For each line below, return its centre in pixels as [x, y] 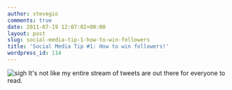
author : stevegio [33, 14]
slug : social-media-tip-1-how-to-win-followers [79, 40]
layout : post [27, 33]
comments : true [30, 20]
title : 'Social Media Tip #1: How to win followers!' [88, 46]
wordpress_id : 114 [34, 53]
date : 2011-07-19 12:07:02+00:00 [57, 27]
